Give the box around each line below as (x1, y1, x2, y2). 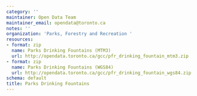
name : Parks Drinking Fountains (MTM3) (11, 48, 111, 54)
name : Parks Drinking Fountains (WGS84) (11, 64, 114, 70)
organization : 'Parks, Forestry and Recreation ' (6, 31, 133, 37)
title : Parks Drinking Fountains (6, 81, 90, 87)
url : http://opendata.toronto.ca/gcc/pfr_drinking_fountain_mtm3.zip (11, 53, 189, 59)
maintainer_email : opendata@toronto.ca (6, 20, 106, 26)
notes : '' (6, 25, 31, 32)
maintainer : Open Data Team (6, 14, 77, 20)
